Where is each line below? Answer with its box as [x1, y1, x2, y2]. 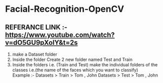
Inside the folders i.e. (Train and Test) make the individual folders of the [12, 62, 158, 67]
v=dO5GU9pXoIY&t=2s [5, 38, 78, 47]
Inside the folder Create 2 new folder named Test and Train [12, 56, 133, 62]
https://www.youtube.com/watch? [5, 30, 115, 39]
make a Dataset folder [12, 52, 58, 57]
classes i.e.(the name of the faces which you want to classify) [12, 67, 138, 73]
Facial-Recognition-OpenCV [5, 3, 124, 15]
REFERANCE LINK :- [5, 23, 68, 31]
